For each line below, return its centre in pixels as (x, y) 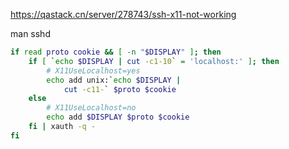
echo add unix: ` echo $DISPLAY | (114, 80)
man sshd (30, 33)
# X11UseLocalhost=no (91, 108)
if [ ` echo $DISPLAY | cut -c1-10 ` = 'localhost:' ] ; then (154, 61)
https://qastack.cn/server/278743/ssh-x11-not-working (123, 14)
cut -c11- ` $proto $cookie (120, 89)
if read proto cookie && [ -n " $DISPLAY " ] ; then (116, 52)
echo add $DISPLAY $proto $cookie (118, 117)
